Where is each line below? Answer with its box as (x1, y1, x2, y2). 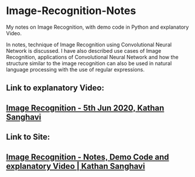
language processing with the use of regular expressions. (6, 66, 145, 73)
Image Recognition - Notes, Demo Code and (6, 152, 169, 162)
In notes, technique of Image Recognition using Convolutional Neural (6, 41, 172, 48)
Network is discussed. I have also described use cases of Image (6, 47, 162, 54)
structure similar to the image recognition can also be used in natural (6, 60, 172, 67)
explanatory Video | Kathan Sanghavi (6, 161, 145, 171)
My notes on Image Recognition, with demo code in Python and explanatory (6, 23, 189, 30)
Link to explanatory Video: (6, 83, 104, 93)
